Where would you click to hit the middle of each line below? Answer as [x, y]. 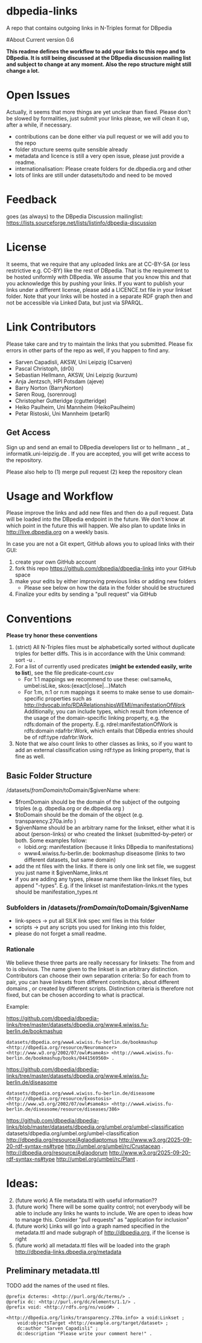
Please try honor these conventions [52, 635]
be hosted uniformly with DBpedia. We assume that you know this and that [99, 277]
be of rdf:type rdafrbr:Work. [58, 737]
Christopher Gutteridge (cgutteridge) [61, 400]
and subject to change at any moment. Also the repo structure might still [99, 64]
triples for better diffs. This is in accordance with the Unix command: [100, 654]
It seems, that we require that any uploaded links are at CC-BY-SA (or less [98, 264]
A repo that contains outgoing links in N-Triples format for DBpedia [89, 28]
